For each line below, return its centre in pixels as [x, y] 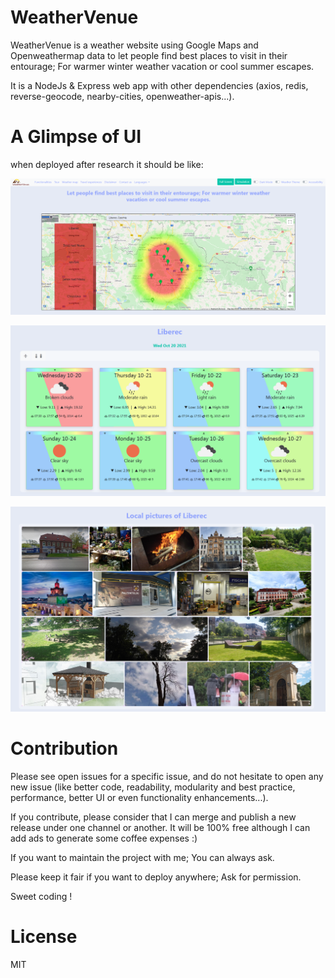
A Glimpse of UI [76, 137]
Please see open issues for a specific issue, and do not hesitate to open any [167, 776]
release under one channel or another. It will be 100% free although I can [160, 827]
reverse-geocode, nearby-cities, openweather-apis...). [122, 96]
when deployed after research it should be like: [107, 164]
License [44, 936]
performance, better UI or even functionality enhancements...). [139, 797]
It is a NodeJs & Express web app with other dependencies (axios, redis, [159, 85]
